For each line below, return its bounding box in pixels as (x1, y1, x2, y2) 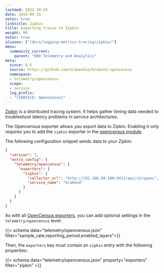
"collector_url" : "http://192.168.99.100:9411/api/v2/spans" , (27, 176, 159, 181)
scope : (9, 81, 23, 86)
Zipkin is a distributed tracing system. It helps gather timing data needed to (5, 109, 159, 115)
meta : (5, 58, 16, 63)
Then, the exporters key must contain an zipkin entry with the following (5, 242, 153, 248)
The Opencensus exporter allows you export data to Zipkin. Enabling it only (5, 124, 159, 130)
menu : (5, 44, 16, 49)
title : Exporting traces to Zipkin (5, 26, 79, 31)
